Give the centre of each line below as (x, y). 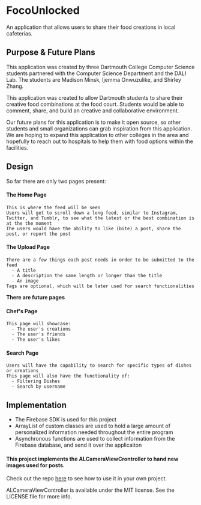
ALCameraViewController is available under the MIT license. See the (91, 490)
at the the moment (29, 223)
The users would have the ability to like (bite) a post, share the (94, 228)
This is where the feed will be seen (53, 207)
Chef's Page (22, 311)
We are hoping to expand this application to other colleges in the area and (97, 135)
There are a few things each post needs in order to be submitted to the (100, 260)
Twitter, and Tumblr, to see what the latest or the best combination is (100, 218)
